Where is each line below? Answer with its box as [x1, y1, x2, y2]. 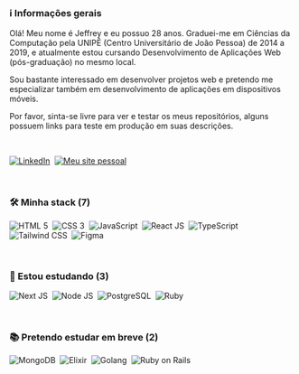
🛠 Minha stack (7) [9, 196, 90, 209]
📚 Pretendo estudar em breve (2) [9, 331, 159, 343]
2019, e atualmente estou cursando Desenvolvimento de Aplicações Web [9, 47, 282, 58]
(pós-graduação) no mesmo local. [9, 57, 136, 68]
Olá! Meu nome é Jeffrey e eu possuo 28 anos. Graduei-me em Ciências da [9, 28, 291, 39]
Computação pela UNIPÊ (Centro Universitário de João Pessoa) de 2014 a [9, 38, 285, 49]
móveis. [9, 93, 39, 105]
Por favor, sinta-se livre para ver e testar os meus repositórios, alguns [9, 111, 269, 122]
